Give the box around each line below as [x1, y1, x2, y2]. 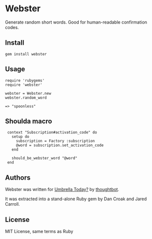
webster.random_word [5, 95, 47, 100]
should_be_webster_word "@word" [11, 156, 78, 161]
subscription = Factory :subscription [16, 138, 95, 144]
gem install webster [5, 52, 47, 56]
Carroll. [5, 201, 20, 207]
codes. [5, 24, 19, 30]
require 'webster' [5, 82, 43, 87]
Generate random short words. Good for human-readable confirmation [5, 19, 148, 25]
